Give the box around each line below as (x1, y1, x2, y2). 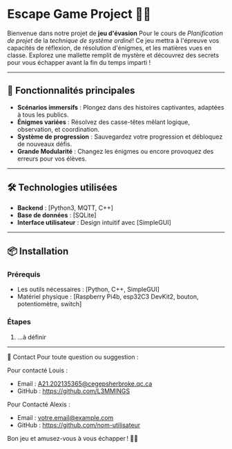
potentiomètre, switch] (17, 300, 82, 308)
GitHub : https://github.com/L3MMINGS (17, 386, 130, 395)
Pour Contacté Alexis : (7, 400, 70, 408)
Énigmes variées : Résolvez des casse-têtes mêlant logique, (17, 117, 190, 126)
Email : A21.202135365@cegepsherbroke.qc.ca (17, 379, 153, 388)
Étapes (7, 317, 31, 327)
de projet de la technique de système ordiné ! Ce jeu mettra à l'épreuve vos (7, 36, 220, 44)
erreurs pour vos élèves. (17, 154, 87, 163)
